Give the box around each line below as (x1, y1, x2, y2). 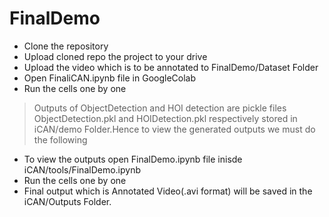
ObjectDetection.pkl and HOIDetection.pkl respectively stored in (33, 112, 298, 124)
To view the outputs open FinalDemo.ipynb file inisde (23, 153, 243, 165)
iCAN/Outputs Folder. (23, 195, 112, 207)
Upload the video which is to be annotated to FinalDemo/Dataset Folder (23, 61, 319, 73)
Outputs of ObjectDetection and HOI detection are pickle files (33, 102, 287, 114)
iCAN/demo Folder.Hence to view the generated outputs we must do (33, 123, 316, 135)
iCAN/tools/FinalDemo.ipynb (23, 163, 141, 176)
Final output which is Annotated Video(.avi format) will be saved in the (23, 185, 313, 197)
